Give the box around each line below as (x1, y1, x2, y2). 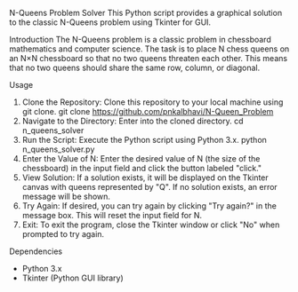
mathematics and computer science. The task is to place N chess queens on (9, 43, 290, 54)
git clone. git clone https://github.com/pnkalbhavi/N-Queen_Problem (21, 107, 274, 116)
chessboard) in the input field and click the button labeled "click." (21, 163, 262, 173)
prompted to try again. (21, 229, 105, 239)
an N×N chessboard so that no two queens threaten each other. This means (9, 53, 287, 63)
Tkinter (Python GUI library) (21, 272, 125, 283)
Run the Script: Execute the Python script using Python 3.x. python (21, 135, 267, 145)
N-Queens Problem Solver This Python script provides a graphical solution (9, 8, 283, 18)
